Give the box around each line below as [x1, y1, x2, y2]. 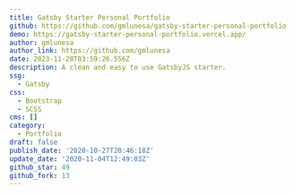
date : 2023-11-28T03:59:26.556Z [9, 55, 130, 63]
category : [9, 122, 47, 131]
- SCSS [17, 105, 42, 114]
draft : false [9, 138, 58, 147]
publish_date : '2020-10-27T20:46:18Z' [9, 146, 154, 155]
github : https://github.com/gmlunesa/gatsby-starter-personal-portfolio [9, 21, 287, 30]
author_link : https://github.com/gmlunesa [9, 46, 170, 55]
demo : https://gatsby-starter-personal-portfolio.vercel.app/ [9, 30, 247, 38]
